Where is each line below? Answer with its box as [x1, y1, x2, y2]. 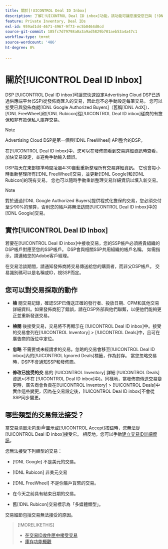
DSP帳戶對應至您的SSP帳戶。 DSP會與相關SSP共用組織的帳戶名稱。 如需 [5, 246, 156, 252]
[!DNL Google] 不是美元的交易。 [12, 459, 78, 464]
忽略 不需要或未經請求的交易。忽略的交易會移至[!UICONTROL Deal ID [12, 346, 155, 353]
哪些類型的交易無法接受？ [5, 411, 84, 419]
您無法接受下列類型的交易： [5, 448, 62, 454]
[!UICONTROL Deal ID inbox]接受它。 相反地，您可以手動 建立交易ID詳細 [5, 431, 153, 437]
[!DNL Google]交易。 [5, 210, 48, 216]
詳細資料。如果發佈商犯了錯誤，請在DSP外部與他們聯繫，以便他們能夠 [12, 306, 157, 313]
